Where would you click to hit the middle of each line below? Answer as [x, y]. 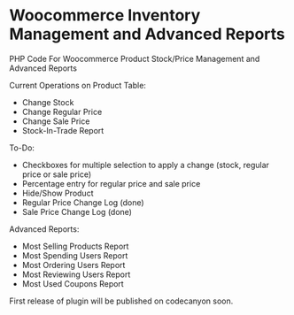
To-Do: [22, 148]
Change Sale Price [56, 121]
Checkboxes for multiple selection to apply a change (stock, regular [146, 165]
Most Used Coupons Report [73, 283]
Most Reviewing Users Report [76, 274]
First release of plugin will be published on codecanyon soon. [121, 301]
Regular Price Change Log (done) [83, 202]
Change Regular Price [62, 111]
